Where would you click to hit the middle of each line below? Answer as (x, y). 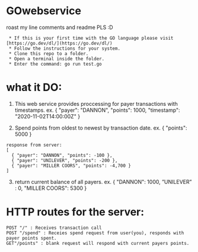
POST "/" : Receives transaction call (54, 228)
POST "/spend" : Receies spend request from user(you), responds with (95, 233)
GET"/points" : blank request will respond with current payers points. (98, 243)
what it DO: (34, 88)
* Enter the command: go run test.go (55, 64)
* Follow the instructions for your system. (64, 49)
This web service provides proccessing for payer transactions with (96, 104)
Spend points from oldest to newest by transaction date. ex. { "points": (101, 128)
